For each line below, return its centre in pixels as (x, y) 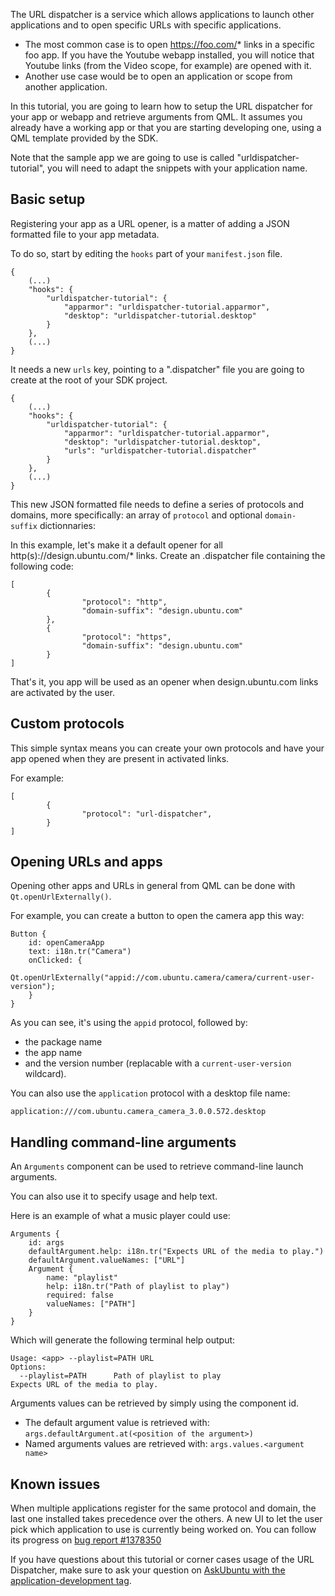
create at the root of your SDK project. (89, 380)
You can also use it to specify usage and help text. (114, 1196)
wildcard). (45, 1074)
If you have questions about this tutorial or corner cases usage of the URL (162, 1560)
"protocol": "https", (126, 637)
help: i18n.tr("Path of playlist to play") (138, 1287)
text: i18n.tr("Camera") (80, 952)
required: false (80, 1295)
